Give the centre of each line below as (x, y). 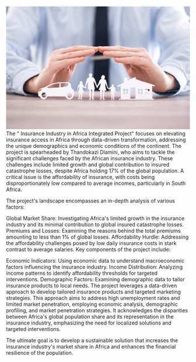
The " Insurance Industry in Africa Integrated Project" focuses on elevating (96, 134)
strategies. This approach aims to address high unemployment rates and (93, 298)
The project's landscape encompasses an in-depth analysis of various (90, 201)
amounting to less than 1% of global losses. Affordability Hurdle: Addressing (97, 237)
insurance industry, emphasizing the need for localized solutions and (89, 323)
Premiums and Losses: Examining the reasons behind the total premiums (93, 231)
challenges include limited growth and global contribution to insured (88, 165)
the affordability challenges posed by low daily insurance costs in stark (91, 243)
